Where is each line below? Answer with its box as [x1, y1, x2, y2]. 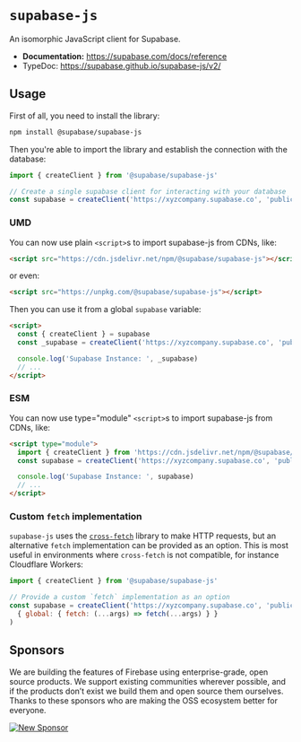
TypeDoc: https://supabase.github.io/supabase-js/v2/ [21, 60, 221, 71]
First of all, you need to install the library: [9, 110, 160, 121]
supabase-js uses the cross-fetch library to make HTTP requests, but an [9, 530, 276, 541]
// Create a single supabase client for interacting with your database [9, 187, 287, 196]
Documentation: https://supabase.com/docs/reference [21, 50, 228, 61]
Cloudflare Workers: [9, 559, 83, 570]
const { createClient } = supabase [17, 330, 150, 339]
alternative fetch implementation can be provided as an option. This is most [9, 540, 288, 551]
